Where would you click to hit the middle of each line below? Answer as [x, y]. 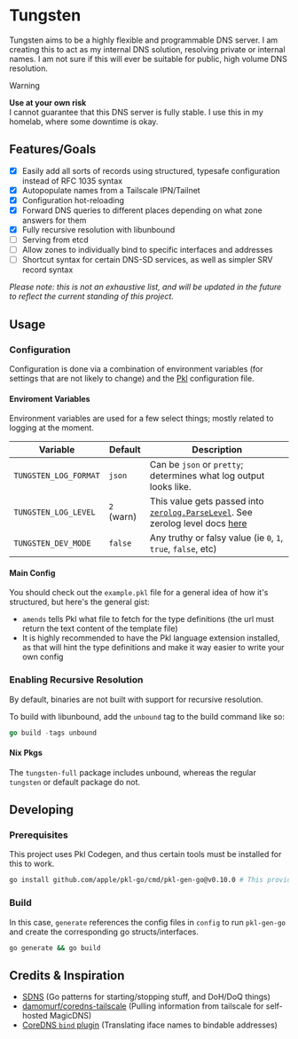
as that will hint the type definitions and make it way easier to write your [153, 648]
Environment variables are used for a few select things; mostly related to [141, 419]
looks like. [170, 487]
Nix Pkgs [26, 753]
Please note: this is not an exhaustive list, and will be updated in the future [145, 287]
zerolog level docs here [198, 523]
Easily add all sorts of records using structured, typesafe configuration [151, 170]
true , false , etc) [183, 549]
